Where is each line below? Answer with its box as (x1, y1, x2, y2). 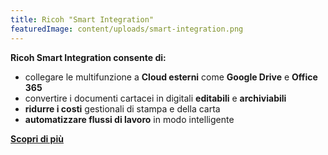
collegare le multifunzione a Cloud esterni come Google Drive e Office (24, 71, 318, 83)
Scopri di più (10, 132, 64, 145)
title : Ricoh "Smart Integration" (10, 14, 155, 25)
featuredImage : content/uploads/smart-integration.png (10, 24, 244, 34)
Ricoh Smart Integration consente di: (10, 51, 167, 63)
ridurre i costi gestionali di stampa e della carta (24, 102, 221, 115)
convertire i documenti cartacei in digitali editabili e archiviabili (24, 92, 287, 104)
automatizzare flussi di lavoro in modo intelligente (24, 113, 235, 125)
